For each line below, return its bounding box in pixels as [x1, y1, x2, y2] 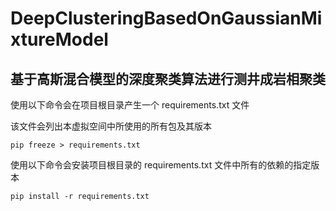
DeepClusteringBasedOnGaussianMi [10, 7, 323, 30]
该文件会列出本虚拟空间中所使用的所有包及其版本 [10, 120, 212, 132]
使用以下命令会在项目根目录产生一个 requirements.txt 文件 [10, 99, 250, 111]
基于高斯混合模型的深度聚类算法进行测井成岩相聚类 [10, 70, 326, 87]
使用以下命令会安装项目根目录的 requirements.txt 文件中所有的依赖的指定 [10, 159, 312, 171]
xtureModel [10, 28, 109, 51]
